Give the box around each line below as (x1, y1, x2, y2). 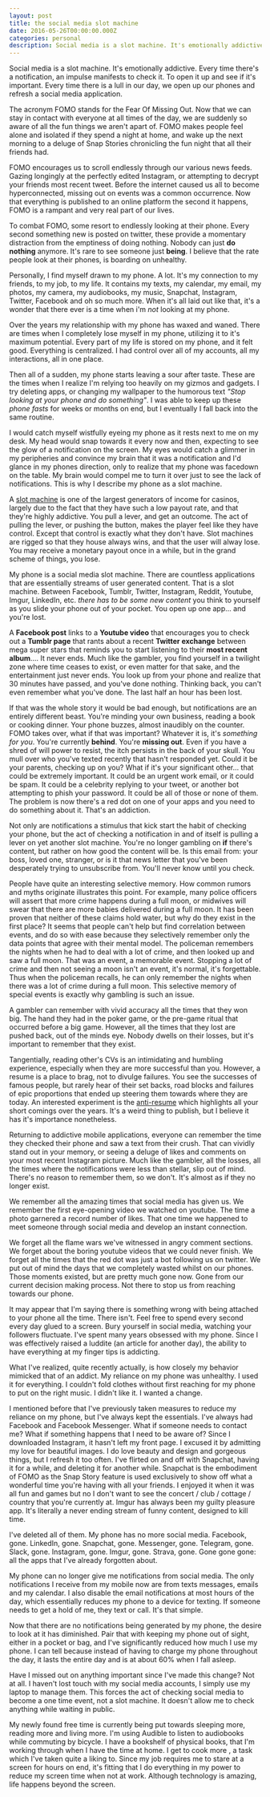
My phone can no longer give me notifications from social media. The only (9, 1571, 255, 1580)
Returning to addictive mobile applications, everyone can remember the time (9, 1130, 262, 1139)
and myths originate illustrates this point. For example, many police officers (9, 888, 257, 897)
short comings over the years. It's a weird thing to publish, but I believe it (9, 1106, 249, 1115)
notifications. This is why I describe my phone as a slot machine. (9, 479, 223, 489)
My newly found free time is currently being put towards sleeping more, (9, 1720, 246, 1730)
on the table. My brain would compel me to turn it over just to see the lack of (9, 471, 261, 480)
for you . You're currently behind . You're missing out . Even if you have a (9, 737, 247, 747)
